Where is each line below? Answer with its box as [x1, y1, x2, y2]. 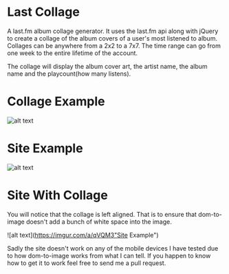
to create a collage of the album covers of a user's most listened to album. [7, 34, 218, 42]
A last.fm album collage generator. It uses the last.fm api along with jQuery [7, 27, 219, 35]
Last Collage [7, 4, 80, 20]
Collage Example [7, 94, 105, 109]
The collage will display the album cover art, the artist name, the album [7, 62, 208, 70]
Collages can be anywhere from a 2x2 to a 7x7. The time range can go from [7, 41, 221, 50]
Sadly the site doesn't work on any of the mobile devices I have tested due [7, 244, 219, 252]
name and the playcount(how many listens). [7, 70, 131, 78]
